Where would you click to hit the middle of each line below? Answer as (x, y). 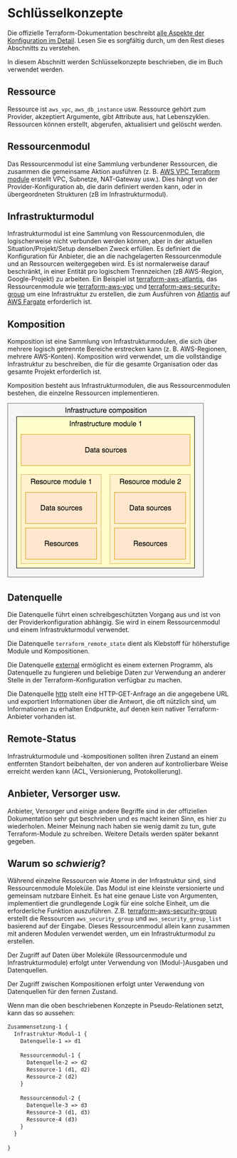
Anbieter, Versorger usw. (64, 794)
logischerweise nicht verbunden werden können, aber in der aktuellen (110, 241)
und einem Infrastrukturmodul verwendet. (69, 630)
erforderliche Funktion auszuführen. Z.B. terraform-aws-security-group (112, 911)
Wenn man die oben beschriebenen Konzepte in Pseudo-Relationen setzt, (116, 1005)
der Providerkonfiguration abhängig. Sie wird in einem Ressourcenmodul (114, 622)
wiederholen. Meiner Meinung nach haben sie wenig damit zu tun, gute (112, 826)
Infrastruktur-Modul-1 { (51, 1034)
